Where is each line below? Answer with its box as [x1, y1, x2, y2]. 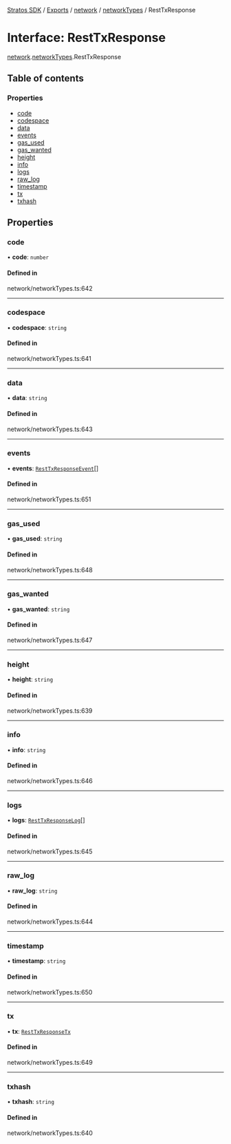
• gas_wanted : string [7, 605, 70, 613]
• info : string [7, 745, 46, 753]
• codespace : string [7, 323, 67, 331]
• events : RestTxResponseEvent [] [7, 464, 99, 472]
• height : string [7, 675, 54, 684]
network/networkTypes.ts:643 [7, 425, 93, 433]
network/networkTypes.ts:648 [7, 565, 93, 574]
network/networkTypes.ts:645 [7, 847, 93, 855]
